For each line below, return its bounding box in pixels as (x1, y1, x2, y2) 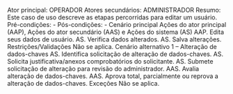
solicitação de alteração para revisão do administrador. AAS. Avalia (7, 65, 200, 73)
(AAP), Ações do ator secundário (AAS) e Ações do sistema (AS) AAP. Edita (7, 28, 225, 36)
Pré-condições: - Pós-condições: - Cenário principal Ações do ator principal (7, 21, 227, 28)
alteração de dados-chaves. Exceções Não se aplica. (7, 79, 160, 87)
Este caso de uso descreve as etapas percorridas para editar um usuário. (7, 13, 218, 21)
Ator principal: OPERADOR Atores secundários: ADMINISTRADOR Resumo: (7, 6, 221, 14)
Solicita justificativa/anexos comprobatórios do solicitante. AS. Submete (7, 57, 214, 65)
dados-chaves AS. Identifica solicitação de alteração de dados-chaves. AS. (7, 50, 224, 58)
